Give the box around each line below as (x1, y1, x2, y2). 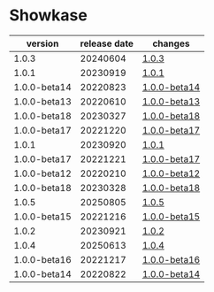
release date (80, 37, 134, 50)
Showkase (9, 5, 88, 26)
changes (152, 37, 190, 50)
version (26, 37, 59, 50)
